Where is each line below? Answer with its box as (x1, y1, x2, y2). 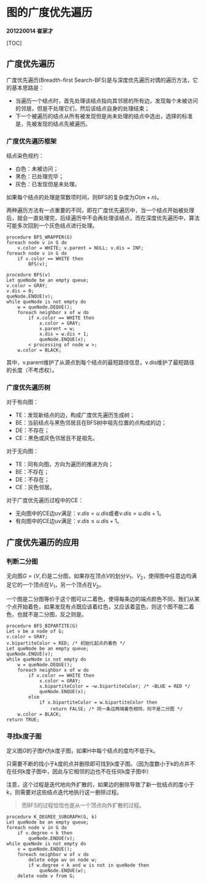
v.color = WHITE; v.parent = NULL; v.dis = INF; (17, 245, 144, 251)
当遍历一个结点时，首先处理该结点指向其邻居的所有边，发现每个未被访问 (15, 96, 198, 104)
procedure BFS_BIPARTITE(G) (6, 623, 78, 629)
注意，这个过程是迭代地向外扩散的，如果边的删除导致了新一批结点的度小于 (6, 781, 194, 788)
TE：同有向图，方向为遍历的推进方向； (15, 460, 114, 468)
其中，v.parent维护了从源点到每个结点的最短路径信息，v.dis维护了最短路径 (6, 359, 195, 366)
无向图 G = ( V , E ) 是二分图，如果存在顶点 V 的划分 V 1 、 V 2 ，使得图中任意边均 (6, 572, 192, 581)
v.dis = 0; (6, 288, 34, 294)
